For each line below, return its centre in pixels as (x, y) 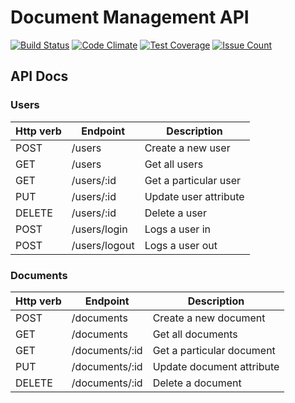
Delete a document (197, 383)
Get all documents (195, 334)
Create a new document (209, 318)
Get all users (174, 164)
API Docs (39, 76)
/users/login (99, 229)
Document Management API (130, 17)
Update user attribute (194, 196)
